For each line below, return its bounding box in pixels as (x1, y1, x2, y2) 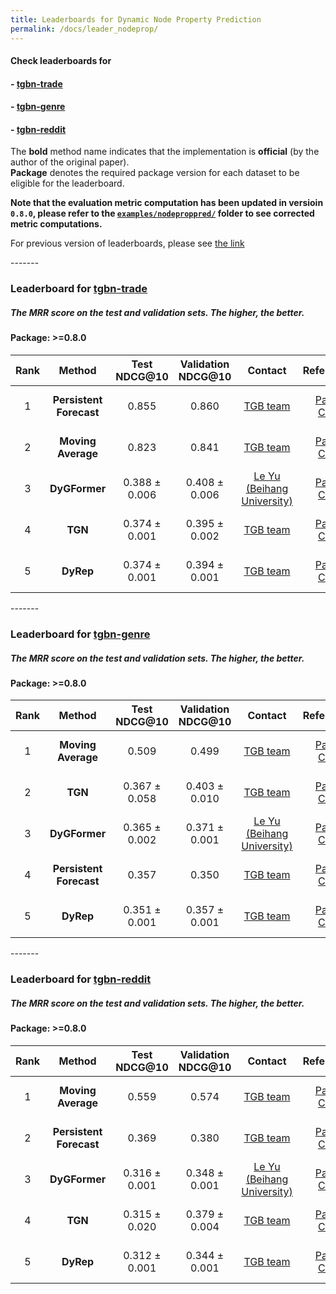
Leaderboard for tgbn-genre (10, 627, 151, 641)
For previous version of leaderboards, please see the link (10, 237, 245, 250)
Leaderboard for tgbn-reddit (10, 972, 152, 986)
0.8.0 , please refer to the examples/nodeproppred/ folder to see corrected (10, 207, 315, 220)
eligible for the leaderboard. (10, 177, 125, 190)
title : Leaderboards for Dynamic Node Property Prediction (10, 14, 262, 25)
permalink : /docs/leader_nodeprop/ (10, 24, 159, 34)
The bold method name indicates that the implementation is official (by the (10, 146, 320, 158)
